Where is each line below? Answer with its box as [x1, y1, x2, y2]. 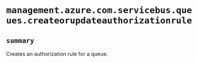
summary [6, 36, 34, 45]
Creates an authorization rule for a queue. [6, 51, 108, 57]
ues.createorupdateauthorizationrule [6, 15, 193, 26]
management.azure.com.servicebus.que [6, 5, 193, 16]
